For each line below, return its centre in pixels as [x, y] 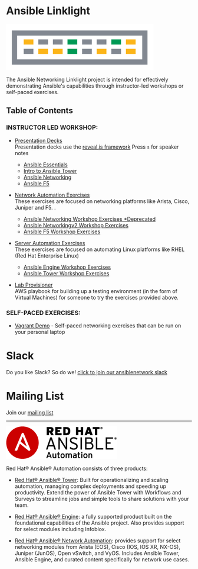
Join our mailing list [30, 412]
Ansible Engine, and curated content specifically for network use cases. [102, 559]
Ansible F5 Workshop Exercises [62, 232]
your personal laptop [40, 332]
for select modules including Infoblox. [60, 529]
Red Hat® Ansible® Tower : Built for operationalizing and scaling [92, 480]
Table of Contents [40, 111]
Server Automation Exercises [50, 243]
